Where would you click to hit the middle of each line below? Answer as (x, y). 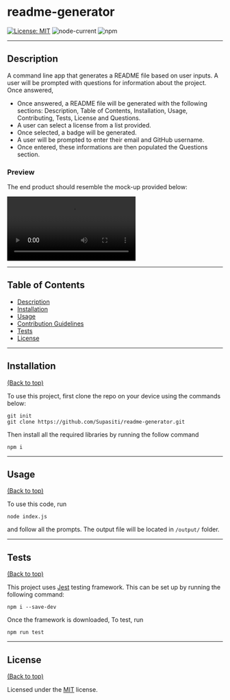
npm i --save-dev (32, 607)
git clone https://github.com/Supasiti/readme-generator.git (96, 422)
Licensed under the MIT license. (52, 690)
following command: (36, 594)
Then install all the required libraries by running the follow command (103, 434)
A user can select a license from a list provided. (84, 125)
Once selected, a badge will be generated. (77, 132)
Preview (21, 172)
